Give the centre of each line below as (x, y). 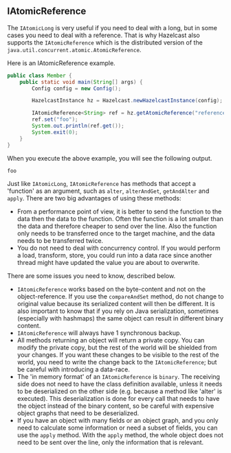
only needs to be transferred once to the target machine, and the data (116, 233)
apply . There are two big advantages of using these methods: (94, 198)
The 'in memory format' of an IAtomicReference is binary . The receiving (118, 376)
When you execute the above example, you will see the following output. (110, 158)
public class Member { (40, 75)
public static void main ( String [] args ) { (81, 82)
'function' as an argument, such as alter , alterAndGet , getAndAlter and (108, 191)
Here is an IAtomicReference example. (61, 63)
